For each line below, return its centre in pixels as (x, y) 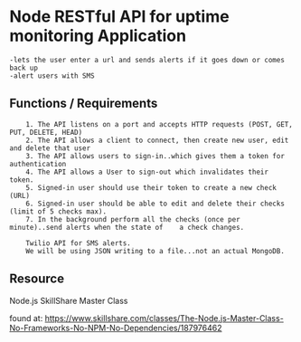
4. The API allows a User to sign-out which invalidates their (147, 172)
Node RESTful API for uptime (119, 17)
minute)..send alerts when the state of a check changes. (127, 227)
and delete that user (50, 148)
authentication (38, 164)
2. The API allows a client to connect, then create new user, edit (157, 140)
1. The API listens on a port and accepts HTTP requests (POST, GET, (160, 124)
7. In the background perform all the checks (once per (133, 219)
